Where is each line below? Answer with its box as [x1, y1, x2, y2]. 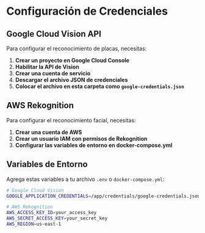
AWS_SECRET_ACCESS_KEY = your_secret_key [6, 215, 108, 221]
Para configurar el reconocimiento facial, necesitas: [6, 116, 136, 124]
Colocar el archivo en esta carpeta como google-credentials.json [15, 83, 184, 90]
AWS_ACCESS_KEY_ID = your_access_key [6, 210, 97, 216]
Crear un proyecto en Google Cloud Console [15, 57, 130, 64]
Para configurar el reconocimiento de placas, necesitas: [6, 45, 147, 52]
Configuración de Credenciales [6, 4, 168, 18]
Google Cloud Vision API [6, 29, 102, 39]
